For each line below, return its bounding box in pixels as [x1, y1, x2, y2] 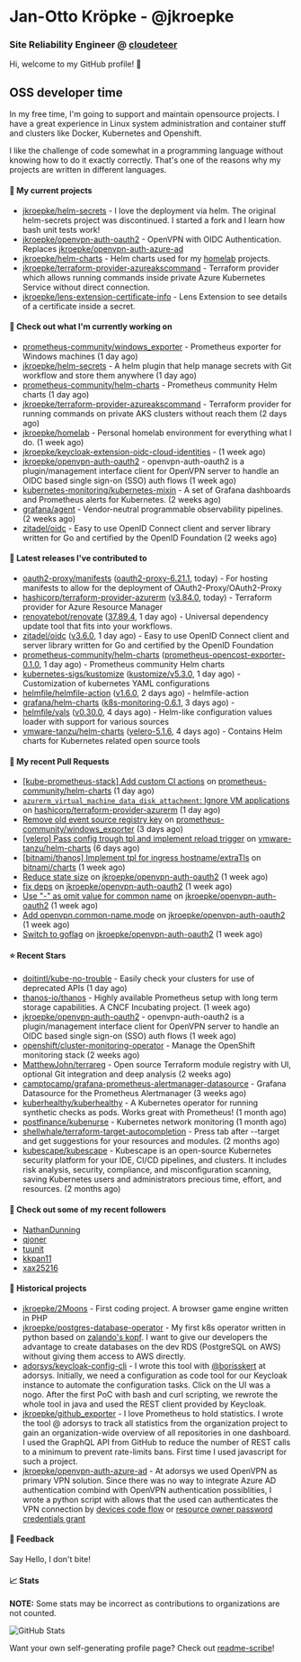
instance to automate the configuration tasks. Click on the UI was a [22, 1379, 271, 1390]
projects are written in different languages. [9, 165, 167, 175]
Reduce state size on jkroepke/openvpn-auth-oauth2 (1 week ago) [22, 871, 269, 882]
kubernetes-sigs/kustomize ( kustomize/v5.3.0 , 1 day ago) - [22, 668, 241, 679]
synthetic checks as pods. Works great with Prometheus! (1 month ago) [22, 1107, 288, 1118]
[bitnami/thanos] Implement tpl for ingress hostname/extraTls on [22, 853, 261, 863]
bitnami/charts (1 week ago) [22, 862, 126, 873]
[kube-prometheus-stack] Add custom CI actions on [22, 776, 217, 787]
